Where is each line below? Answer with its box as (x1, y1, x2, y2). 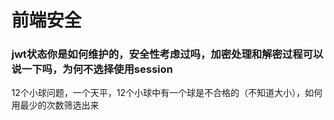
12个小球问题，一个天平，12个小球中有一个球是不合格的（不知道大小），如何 (11, 87, 323, 99)
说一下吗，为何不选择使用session (11, 62, 174, 76)
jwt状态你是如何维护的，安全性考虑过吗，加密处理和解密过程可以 (11, 47, 324, 61)
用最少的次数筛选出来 (11, 99, 99, 111)
